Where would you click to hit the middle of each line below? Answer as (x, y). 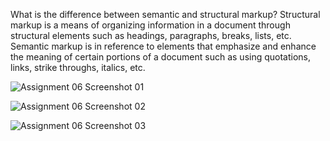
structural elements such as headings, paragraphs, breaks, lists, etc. (151, 35)
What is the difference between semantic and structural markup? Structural (165, 14)
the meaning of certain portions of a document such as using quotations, (161, 57)
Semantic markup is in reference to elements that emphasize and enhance (163, 46)
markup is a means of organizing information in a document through (150, 25)
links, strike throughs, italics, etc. (78, 67)
